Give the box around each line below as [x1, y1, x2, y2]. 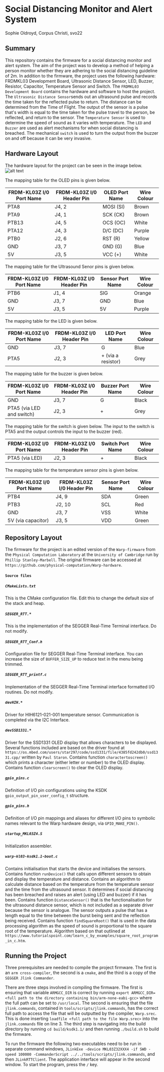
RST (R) [102, 235, 121, 242]
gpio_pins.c [5, 776, 29, 781]
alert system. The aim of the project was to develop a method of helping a [5, 62, 154, 68]
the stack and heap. [5, 600, 45, 606]
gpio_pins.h [5, 804, 29, 809]
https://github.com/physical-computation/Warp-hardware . [5, 562, 123, 568]
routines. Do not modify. [5, 689, 54, 695]
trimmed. [5, 661, 23, 667]
